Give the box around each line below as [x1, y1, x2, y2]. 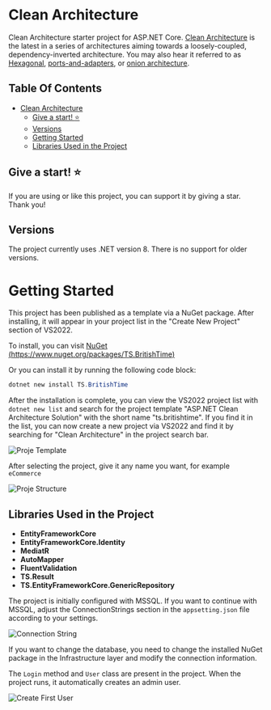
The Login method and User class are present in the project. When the [8, 669, 241, 678]
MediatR [19, 546, 50, 556]
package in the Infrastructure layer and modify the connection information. [8, 653, 257, 662]
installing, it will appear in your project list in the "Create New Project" [8, 317, 241, 327]
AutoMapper [19, 555, 65, 564]
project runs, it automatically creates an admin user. [8, 678, 181, 687]
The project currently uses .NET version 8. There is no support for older [8, 244, 248, 254]
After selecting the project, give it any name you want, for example [8, 461, 231, 471]
